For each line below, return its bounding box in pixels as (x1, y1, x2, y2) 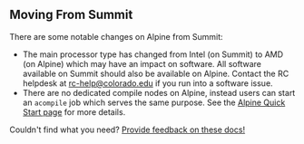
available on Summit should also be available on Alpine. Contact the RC (22, 68, 289, 79)
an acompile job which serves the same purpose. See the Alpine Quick (22, 97, 286, 108)
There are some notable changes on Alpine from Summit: (9, 31, 224, 42)
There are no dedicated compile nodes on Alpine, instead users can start (22, 87, 296, 98)
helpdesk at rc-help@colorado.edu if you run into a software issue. (22, 77, 274, 89)
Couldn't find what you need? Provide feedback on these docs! (9, 124, 246, 135)
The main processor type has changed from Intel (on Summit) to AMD (22, 49, 284, 60)
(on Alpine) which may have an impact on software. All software (22, 58, 261, 69)
